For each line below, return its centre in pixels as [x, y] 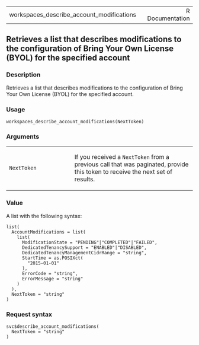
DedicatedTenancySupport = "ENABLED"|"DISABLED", [84, 247]
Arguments [23, 136]
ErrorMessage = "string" [52, 279]
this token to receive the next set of [123, 172]
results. [85, 179]
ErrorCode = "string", [50, 273]
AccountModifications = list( [49, 232]
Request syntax [29, 314]
